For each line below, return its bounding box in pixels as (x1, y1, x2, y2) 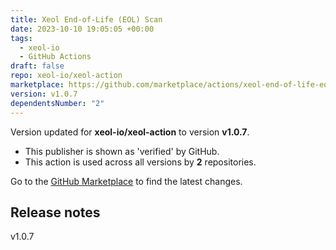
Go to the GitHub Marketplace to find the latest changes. (10, 175, 243, 187)
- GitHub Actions (19, 52, 92, 62)
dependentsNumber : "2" (10, 98, 105, 108)
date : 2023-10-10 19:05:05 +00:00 (10, 24, 155, 34)
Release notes (10, 204, 101, 221)
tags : (10, 33, 33, 43)
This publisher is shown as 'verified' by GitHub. (24, 145, 220, 157)
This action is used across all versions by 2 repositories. (24, 156, 257, 168)
